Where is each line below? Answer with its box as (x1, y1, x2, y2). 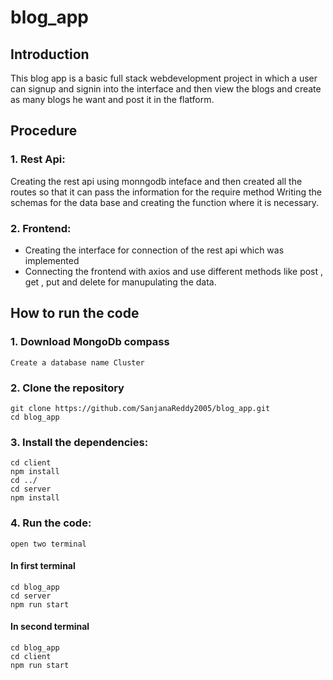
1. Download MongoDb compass (10, 335, 170, 349)
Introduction (10, 46, 90, 63)
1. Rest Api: (10, 152, 66, 166)
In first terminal (10, 560, 76, 572)
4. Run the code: (10, 516, 92, 530)
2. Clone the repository (10, 381, 125, 395)
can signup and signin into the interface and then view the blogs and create (10, 83, 322, 95)
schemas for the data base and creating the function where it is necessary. (10, 196, 320, 208)
